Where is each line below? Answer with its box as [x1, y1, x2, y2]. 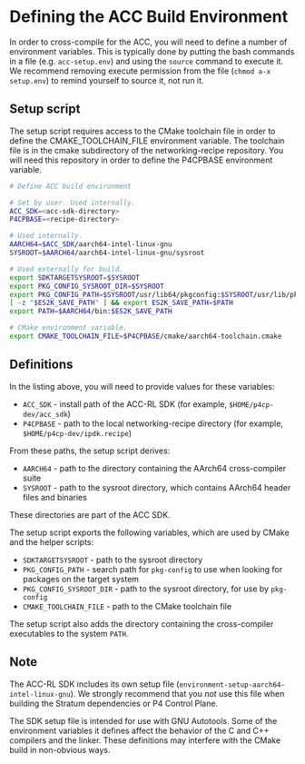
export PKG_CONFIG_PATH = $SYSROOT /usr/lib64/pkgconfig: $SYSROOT [9, 290, 254, 299]
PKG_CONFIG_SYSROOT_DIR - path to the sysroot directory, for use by [22, 583, 270, 594]
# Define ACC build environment [9, 182, 132, 191]
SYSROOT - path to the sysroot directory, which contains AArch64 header [22, 481, 291, 492]
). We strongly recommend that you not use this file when [70, 688, 285, 699]
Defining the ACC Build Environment [9, 6, 289, 27]
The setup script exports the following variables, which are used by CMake [9, 527, 290, 538]
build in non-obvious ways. [9, 744, 111, 755]
